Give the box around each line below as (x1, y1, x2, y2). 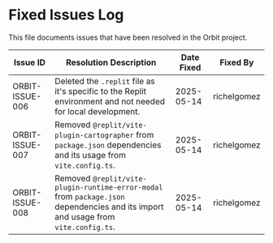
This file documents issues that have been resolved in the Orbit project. (8, 32, 248, 42)
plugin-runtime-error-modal (54, 182, 163, 192)
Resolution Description (66, 57, 157, 68)
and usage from (54, 211, 115, 222)
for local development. (54, 105, 141, 117)
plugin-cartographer (54, 130, 134, 139)
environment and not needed (54, 96, 165, 107)
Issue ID (13, 57, 46, 68)
